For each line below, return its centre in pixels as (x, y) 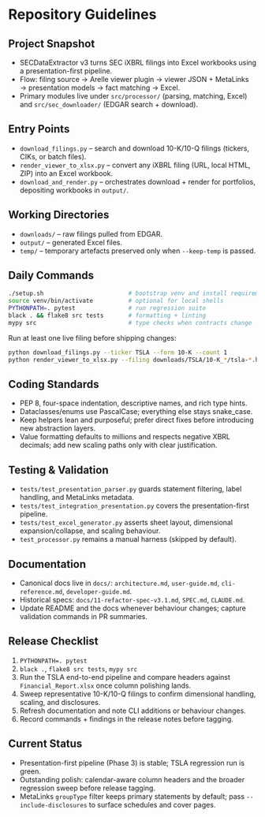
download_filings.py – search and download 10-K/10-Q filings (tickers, (134, 148)
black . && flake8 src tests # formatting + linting (107, 316)
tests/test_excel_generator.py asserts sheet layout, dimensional (126, 523)
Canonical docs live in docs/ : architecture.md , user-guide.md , (119, 583)
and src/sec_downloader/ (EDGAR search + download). (109, 104)
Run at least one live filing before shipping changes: (92, 338)
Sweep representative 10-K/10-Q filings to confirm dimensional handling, (138, 694)
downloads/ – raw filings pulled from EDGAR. (91, 233)
